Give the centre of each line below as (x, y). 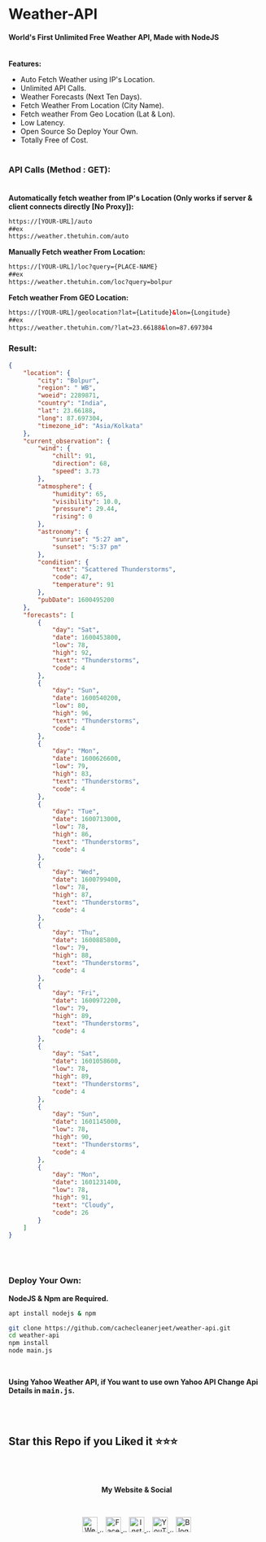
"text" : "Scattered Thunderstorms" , (114, 570)
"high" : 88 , (72, 956)
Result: (23, 348)
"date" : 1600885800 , (87, 941)
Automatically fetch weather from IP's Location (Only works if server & (131, 198)
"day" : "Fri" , (76, 994)
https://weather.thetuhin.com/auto (69, 237)
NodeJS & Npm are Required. (59, 1298)
